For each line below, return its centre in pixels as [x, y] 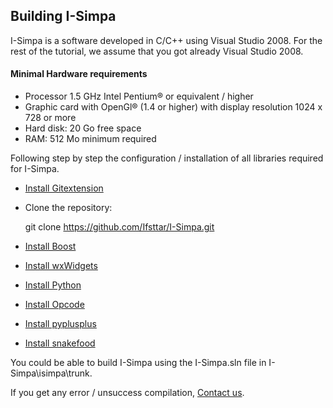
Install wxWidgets [61, 266]
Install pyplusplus [60, 324]
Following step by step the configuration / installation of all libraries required [167, 158]
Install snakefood [60, 343]
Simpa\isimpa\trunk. [51, 373]
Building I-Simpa [63, 16]
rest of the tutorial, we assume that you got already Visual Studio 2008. [157, 51]
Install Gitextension [64, 188]
